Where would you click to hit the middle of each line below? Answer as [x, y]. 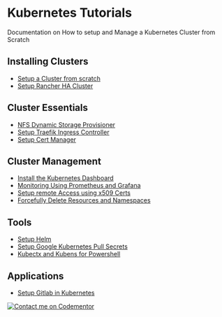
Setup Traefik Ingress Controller [63, 132]
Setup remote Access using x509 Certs [74, 193]
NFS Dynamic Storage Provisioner [66, 124]
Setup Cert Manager [47, 139]
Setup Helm [34, 239]
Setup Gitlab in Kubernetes [56, 293]
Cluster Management [54, 161]
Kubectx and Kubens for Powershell [69, 254]
